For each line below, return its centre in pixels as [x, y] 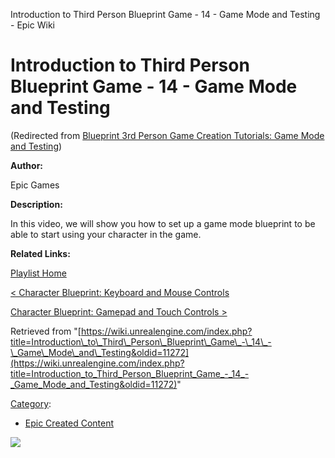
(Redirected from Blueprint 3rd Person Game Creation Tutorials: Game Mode [167, 135]
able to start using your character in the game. [106, 234]
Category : [31, 403]
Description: [36, 204]
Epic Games [35, 185]
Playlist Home [38, 273]
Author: [27, 165]
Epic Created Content [69, 423]
